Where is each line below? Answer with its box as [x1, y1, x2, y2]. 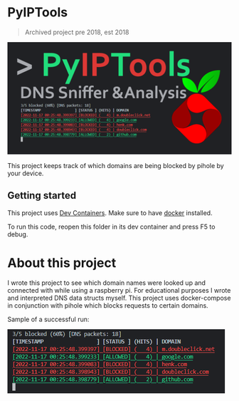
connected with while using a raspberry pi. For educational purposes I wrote [7, 286, 231, 294]
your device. [7, 169, 44, 177]
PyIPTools [7, 4, 68, 21]
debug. [7, 229, 28, 239]
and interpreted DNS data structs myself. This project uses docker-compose [7, 293, 231, 302]
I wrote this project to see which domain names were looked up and [7, 278, 206, 287]
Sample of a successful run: [7, 315, 90, 323]
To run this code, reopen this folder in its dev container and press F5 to [7, 222, 216, 231]
